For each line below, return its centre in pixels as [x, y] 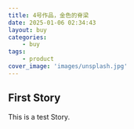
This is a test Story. [39, 116]
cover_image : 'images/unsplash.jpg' [68, 66]
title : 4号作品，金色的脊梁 [49, 15]
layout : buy [27, 30]
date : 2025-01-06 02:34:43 [52, 23]
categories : [27, 37]
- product [38, 59]
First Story [34, 98]
